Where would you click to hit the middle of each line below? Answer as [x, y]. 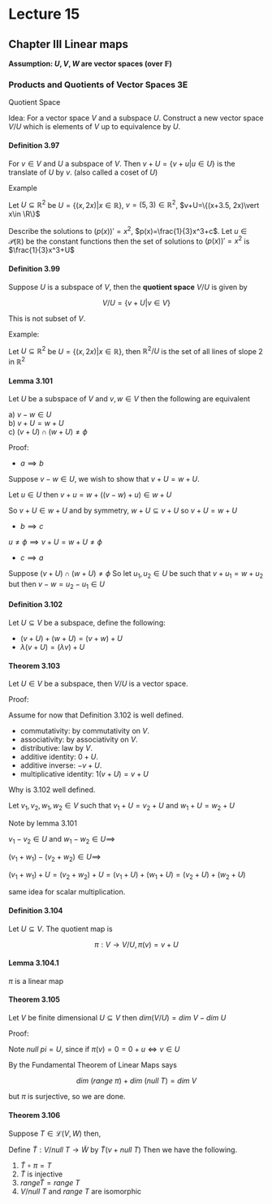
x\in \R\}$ [24, 214]
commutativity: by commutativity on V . [85, 731]
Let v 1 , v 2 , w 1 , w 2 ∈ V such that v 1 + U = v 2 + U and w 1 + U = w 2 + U [122, 807]
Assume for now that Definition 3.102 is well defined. [96, 715]
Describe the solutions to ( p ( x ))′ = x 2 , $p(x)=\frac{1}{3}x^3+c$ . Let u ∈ [128, 230]
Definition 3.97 [34, 145]
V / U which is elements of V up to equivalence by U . [95, 127]
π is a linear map [36, 981]
